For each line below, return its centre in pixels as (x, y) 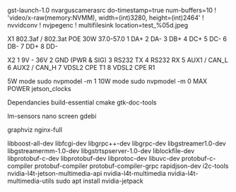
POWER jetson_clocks (40, 89)
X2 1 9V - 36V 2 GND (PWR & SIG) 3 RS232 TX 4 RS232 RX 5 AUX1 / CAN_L (118, 60)
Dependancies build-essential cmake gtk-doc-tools (82, 102)
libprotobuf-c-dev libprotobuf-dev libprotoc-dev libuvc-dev (94, 158)
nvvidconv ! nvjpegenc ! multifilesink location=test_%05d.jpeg (98, 25)
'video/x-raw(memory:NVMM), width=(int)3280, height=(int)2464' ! (106, 18)
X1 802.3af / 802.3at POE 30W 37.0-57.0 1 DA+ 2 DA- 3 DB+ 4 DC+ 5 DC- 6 (117, 39)
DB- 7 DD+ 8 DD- (33, 46)
